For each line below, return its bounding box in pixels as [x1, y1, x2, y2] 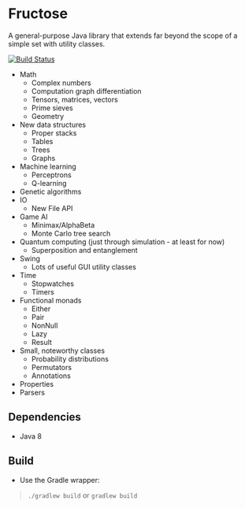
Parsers [19, 387, 46, 397]
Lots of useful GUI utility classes [31, 261, 136, 272]
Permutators [31, 362, 72, 372]
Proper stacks [31, 128, 77, 138]
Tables [31, 136, 54, 146]
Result [31, 337, 53, 347]
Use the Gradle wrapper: [19, 475, 100, 484]
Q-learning [31, 178, 67, 187]
